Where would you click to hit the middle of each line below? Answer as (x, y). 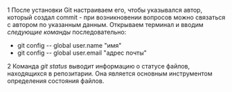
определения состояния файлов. (56, 81)
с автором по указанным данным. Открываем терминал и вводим (106, 25)
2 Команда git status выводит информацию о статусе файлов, (99, 66)
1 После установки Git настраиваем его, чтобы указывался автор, (105, 10)
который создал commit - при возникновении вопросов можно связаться (116, 17)
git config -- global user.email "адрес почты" (82, 53)
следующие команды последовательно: (67, 32)
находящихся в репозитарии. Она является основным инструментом (110, 73)
